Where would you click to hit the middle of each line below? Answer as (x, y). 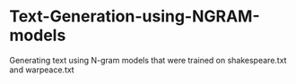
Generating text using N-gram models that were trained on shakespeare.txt (148, 60)
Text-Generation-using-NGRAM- (135, 17)
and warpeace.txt (42, 70)
